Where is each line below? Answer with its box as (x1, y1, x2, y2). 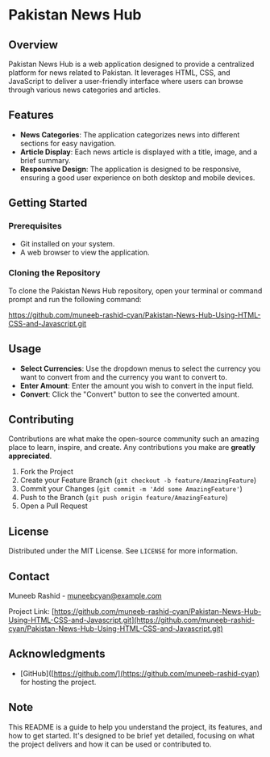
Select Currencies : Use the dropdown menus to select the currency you (19, 364, 261, 373)
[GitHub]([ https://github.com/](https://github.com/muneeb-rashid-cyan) (19, 668, 260, 678)
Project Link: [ (8, 607, 55, 616)
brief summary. (19, 155, 71, 165)
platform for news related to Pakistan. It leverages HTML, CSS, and (8, 68, 231, 78)
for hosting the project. (19, 677, 97, 687)
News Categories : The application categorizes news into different (19, 129, 240, 139)
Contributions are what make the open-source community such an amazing (8, 434, 260, 444)
